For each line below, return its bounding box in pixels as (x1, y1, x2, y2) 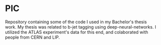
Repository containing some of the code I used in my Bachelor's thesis (5, 19, 147, 25)
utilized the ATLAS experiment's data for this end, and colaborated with (5, 29, 149, 35)
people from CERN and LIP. (5, 34, 60, 40)
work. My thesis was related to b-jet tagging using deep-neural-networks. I (5, 24, 156, 30)
